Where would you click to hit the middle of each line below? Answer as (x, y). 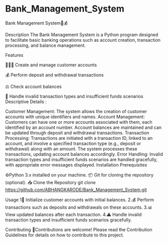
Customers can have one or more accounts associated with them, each (79, 122)
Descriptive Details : (26, 102)
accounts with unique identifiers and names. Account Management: (75, 117)
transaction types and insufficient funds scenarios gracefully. (68, 220)
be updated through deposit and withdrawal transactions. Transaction (77, 133)
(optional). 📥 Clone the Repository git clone (51, 182)
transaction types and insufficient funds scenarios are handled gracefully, (81, 159)
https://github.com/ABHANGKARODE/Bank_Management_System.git (76, 190)
